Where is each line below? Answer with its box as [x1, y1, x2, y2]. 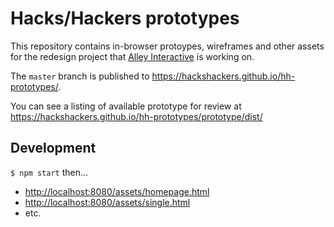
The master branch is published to [10, 70, 150, 82]
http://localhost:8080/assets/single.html [24, 196, 191, 208]
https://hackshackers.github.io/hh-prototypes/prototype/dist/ [10, 110, 263, 122]
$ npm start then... [10, 166, 89, 178]
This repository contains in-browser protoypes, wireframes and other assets [10, 40, 325, 52]
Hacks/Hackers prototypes [10, 7, 240, 30]
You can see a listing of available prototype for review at [10, 100, 242, 112]
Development [10, 140, 97, 157]
